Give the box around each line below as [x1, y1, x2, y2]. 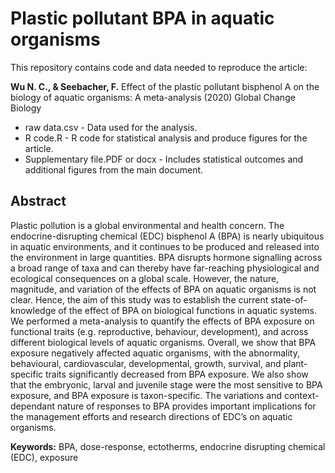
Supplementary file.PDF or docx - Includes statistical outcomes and [24, 153, 304, 165]
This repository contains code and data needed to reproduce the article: [10, 61, 308, 73]
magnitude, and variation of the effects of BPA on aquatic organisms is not [10, 283, 317, 295]
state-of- [270, 293, 308, 306]
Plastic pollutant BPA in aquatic [10, 7, 275, 30]
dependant [10, 400, 56, 412]
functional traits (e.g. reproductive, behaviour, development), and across [10, 325, 309, 337]
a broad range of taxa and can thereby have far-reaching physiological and [10, 262, 320, 274]
